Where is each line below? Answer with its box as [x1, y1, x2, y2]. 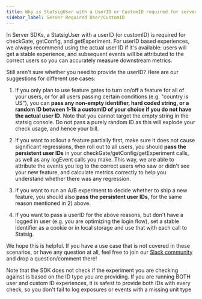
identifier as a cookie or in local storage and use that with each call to [14, 224, 188, 231]
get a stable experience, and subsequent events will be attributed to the [6, 50, 185, 57]
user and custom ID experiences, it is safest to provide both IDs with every [6, 279, 191, 286]
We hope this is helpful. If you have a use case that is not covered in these [6, 242, 191, 249]
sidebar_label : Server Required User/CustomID [6, 14, 125, 20]
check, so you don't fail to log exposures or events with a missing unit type [6, 286, 192, 293]
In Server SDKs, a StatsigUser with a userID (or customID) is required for [6, 31, 186, 38]
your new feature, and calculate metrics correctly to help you [14, 168, 167, 175]
